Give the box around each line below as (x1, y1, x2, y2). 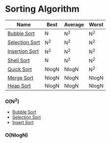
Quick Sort (7, 66, 32, 72)
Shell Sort (7, 57, 30, 64)
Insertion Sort (7, 48, 39, 55)
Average (64, 21, 85, 28)
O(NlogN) (5, 132, 28, 139)
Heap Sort (7, 82, 31, 89)
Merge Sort (7, 74, 34, 81)
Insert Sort (12, 119, 34, 125)
